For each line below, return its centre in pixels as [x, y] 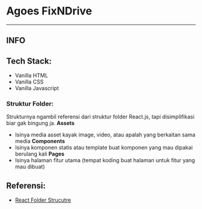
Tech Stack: [29, 61]
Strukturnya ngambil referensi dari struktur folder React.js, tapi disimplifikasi [100, 117]
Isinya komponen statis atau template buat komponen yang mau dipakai [104, 148]
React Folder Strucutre [43, 200]
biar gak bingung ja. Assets [41, 123]
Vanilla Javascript [37, 88]
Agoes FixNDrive [49, 11]
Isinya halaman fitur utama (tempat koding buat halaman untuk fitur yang [105, 160]
